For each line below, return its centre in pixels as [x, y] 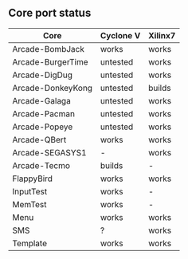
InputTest [30, 191]
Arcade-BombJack [49, 49]
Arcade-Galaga [42, 100]
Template [30, 243]
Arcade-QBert [39, 139]
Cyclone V [120, 35]
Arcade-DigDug [43, 75]
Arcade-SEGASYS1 [49, 152]
